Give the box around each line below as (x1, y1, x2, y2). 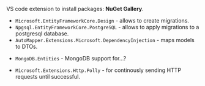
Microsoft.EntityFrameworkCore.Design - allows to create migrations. (15, 17, 190, 24)
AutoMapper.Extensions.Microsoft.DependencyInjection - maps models (15, 37, 195, 43)
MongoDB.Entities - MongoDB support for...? (15, 55, 127, 62)
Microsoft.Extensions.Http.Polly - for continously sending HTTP (15, 66, 182, 74)
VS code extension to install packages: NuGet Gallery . (6, 5, 144, 12)
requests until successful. (15, 73, 81, 80)
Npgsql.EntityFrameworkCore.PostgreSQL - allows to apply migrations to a (15, 24, 199, 30)
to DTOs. (15, 43, 38, 50)
